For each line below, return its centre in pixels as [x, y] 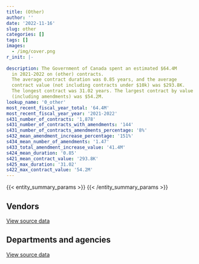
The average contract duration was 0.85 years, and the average [94, 80]
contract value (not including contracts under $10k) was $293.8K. [99, 86]
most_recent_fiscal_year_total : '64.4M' [58, 108]
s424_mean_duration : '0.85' [42, 153]
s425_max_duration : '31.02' [42, 164]
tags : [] [17, 40]
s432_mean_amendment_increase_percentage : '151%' [70, 136]
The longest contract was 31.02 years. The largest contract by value [103, 91]
